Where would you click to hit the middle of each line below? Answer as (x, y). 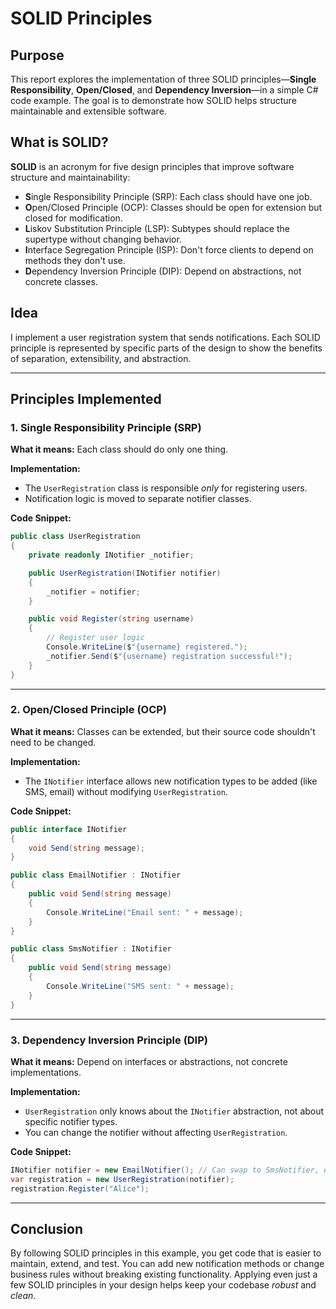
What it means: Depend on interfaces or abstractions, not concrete (149, 1061)
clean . (23, 1296)
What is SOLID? (59, 142)
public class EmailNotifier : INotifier (96, 875)
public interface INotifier (69, 829)
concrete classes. (61, 281)
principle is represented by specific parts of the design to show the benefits (166, 348)
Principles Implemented (86, 399)
